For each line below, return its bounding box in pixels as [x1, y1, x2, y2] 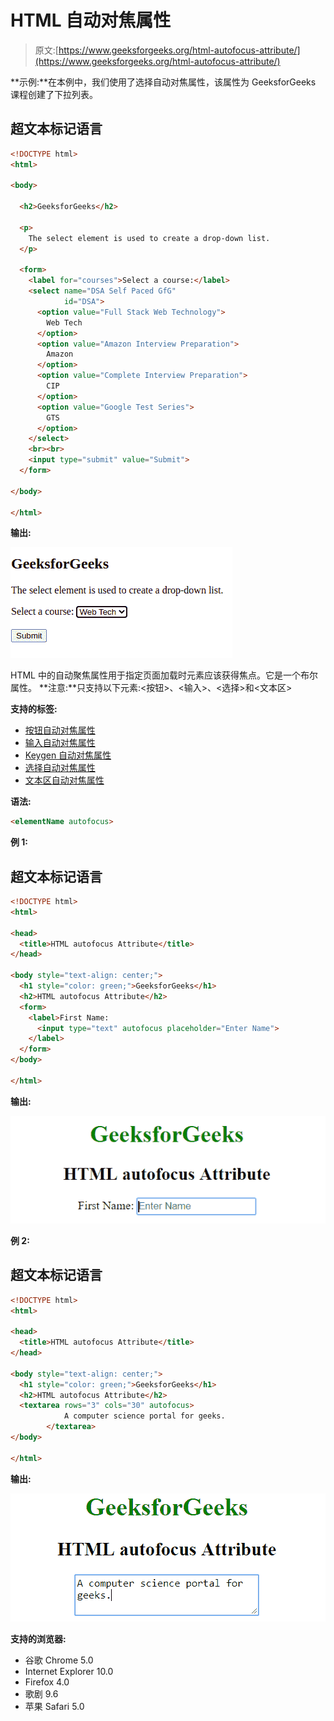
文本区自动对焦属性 [24, 774, 105, 786]
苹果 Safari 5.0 [24, 1700, 85, 1712]
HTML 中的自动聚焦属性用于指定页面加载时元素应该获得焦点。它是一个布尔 [10, 669, 318, 681]
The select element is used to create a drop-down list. [28, 233, 271, 243]
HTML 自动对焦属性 [10, 9, 172, 32]
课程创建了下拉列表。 [10, 88, 98, 100]
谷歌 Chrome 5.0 [24, 1654, 94, 1666]
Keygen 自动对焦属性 [24, 749, 112, 761]
